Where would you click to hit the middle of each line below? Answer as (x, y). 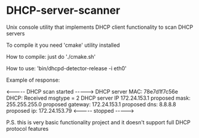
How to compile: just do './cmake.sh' (51, 56)
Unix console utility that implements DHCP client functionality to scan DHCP (99, 27)
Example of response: (33, 80)
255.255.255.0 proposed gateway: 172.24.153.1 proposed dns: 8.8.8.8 (91, 104)
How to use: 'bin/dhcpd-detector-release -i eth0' (66, 68)
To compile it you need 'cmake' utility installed (63, 45)
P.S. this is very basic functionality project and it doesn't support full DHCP (98, 122)
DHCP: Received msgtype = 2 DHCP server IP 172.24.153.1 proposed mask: (98, 98)
